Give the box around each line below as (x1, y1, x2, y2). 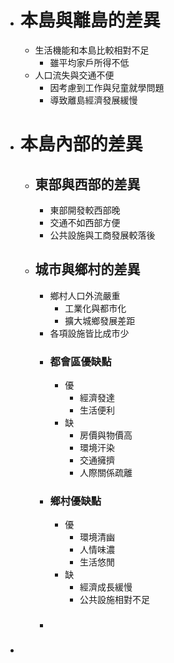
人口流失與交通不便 (34, 69, 115, 81)
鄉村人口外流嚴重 (49, 289, 121, 301)
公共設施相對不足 (79, 594, 150, 606)
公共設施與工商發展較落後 (49, 229, 156, 241)
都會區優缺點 (49, 354, 112, 368)
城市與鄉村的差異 (34, 261, 141, 278)
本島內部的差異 (19, 133, 143, 156)
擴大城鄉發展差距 (64, 314, 136, 326)
